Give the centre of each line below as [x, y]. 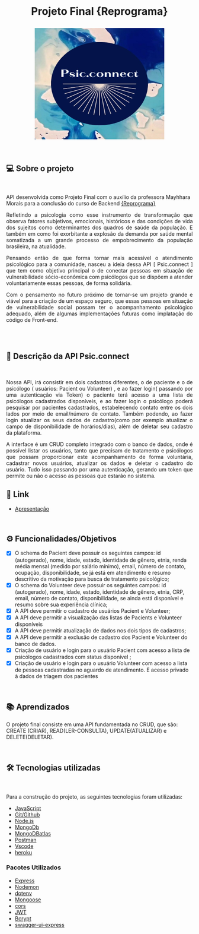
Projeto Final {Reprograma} [99, 12]
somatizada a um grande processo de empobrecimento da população [99, 240]
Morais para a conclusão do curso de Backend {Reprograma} [81, 203]
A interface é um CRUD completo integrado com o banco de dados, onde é [99, 444]
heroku [23, 852]
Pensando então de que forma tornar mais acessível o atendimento [99, 258]
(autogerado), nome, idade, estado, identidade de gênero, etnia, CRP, [99, 592]
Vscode [24, 846]
